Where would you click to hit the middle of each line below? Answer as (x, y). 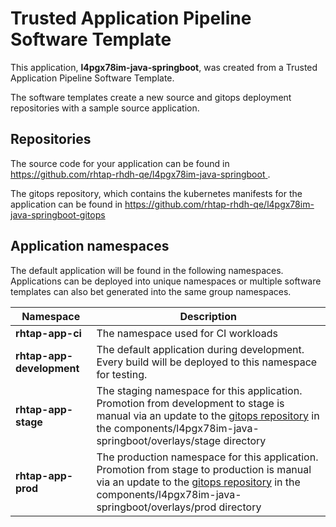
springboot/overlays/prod (156, 507)
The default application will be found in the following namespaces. (147, 270)
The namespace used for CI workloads (187, 333)
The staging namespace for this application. (199, 390)
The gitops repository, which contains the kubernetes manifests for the (156, 193)
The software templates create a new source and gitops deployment (151, 97)
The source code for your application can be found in (120, 163)
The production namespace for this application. (207, 457)
